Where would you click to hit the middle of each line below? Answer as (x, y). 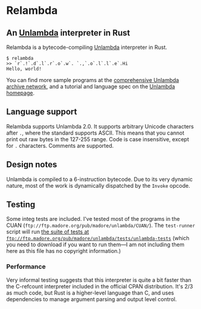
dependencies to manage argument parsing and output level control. (91, 299)
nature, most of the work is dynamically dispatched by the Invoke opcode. (98, 185)
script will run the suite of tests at (48, 232)
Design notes (32, 164)
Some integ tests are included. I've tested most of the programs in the (93, 219)
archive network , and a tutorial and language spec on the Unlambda (91, 86)
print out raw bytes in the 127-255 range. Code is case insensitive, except (98, 139)
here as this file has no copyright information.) (64, 251)
